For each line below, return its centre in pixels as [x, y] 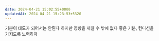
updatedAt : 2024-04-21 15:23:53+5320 [43, 14]
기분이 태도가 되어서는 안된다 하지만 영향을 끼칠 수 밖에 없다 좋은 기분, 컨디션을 [79, 28]
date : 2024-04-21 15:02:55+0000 [38, 9]
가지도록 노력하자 [21, 34]
